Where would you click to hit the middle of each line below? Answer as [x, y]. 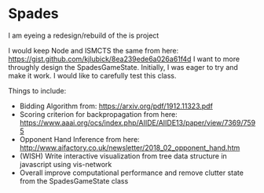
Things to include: [37, 90]
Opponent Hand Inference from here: [79, 139]
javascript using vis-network [66, 164]
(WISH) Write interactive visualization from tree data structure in [123, 156]
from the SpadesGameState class [74, 180]
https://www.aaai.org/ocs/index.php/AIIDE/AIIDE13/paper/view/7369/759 [137, 122]
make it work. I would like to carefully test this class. [92, 75]
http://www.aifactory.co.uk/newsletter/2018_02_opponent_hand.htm [130, 147]
